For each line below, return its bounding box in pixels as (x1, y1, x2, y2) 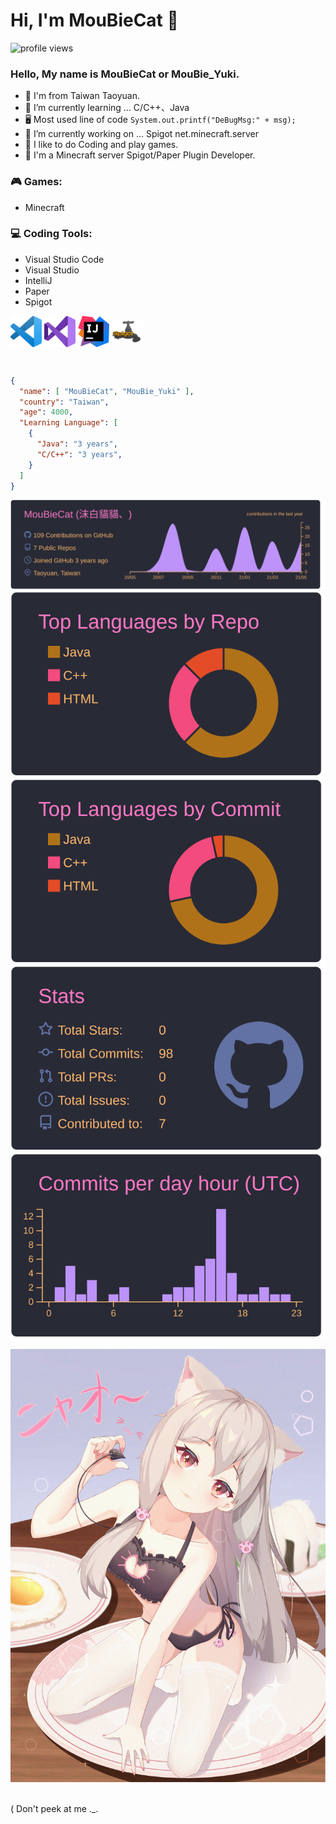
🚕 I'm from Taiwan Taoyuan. (24, 90, 140, 102)
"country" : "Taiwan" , (19, 397, 110, 407)
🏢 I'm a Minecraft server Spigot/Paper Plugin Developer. (24, 149, 256, 161)
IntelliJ (24, 274, 53, 286)
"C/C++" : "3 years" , (36, 449, 123, 459)
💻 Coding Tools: (10, 227, 93, 241)
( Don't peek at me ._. (10, 1802, 99, 1814)
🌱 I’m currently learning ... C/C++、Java (24, 102, 190, 114)
